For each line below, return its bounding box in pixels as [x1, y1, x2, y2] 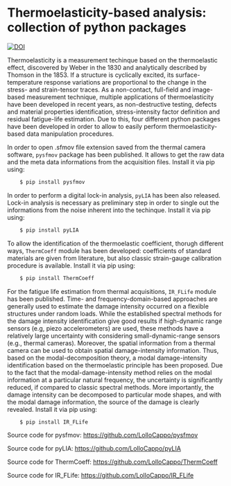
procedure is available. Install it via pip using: [7, 261, 135, 270]
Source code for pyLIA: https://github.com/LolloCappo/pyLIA [7, 444, 182, 453]
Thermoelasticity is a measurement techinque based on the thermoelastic [7, 55, 219, 64]
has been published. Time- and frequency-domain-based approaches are [7, 295, 219, 303]
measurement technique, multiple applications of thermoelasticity [26, 92, 214, 101]
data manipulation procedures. [26, 130, 114, 138]
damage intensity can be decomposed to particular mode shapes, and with [7, 390, 222, 399]
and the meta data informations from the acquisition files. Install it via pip [7, 157, 215, 166]
